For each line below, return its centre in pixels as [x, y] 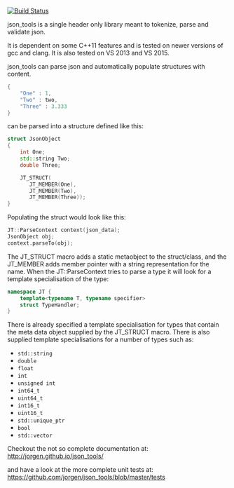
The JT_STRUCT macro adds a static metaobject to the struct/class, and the [117, 257]
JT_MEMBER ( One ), [53, 184]
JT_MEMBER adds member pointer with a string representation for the [109, 264]
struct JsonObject [34, 139]
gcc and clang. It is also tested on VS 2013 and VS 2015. [88, 53]
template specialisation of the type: [58, 279]
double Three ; [40, 165]
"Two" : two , [39, 100]
